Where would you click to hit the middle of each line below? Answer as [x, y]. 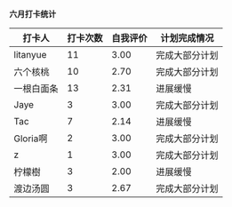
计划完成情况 [188, 38]
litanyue [30, 55]
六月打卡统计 [32, 14]
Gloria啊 [31, 139]
